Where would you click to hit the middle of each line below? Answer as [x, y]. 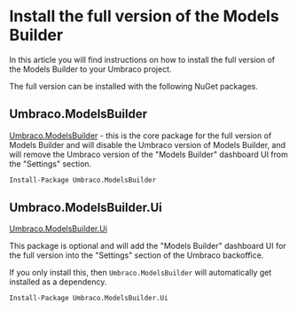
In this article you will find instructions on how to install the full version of [142, 59]
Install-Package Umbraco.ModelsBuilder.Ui [89, 299]
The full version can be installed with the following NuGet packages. [134, 86]
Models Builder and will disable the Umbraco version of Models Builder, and [148, 144]
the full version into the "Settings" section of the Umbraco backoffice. [137, 255]
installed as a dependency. [58, 282]
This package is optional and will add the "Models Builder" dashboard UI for [148, 246]
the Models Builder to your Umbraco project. [90, 69]
